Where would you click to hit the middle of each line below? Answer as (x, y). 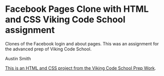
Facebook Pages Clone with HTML (77, 9)
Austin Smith (18, 58)
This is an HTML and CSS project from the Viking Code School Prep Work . (81, 68)
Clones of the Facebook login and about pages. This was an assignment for (82, 43)
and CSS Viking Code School (65, 19)
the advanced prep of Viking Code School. (48, 49)
